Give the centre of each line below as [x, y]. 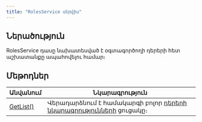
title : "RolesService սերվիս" [44, 12]
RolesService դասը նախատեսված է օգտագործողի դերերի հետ [93, 50]
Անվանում [26, 93]
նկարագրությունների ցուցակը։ [97, 111]
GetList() [22, 107]
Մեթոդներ [28, 76]
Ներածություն [35, 36]
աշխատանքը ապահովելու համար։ [56, 57]
